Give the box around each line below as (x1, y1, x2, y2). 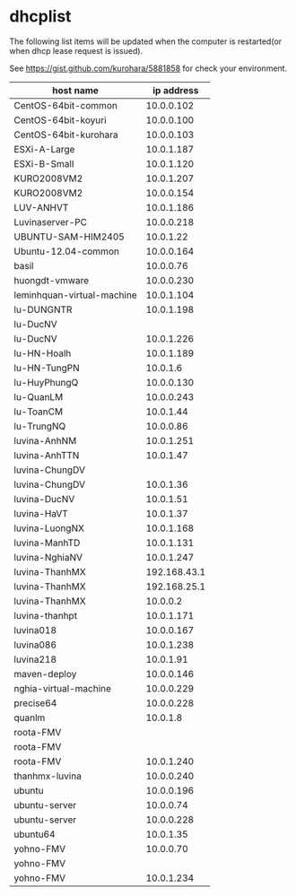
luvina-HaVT (13, 507, 69, 519)
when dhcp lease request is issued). (9, 45, 144, 56)
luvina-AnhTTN (13, 448, 80, 461)
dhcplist (9, 6, 72, 27)
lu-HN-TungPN (13, 361, 80, 374)
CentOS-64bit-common (13, 99, 118, 111)
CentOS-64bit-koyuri (13, 114, 107, 126)
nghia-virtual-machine (13, 682, 112, 694)
